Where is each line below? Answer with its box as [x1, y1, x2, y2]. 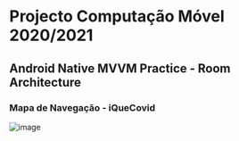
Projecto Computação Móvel [9, 6, 225, 27]
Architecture [9, 74, 82, 90]
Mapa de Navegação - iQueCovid [9, 101, 156, 113]
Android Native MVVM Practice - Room [9, 61, 231, 76]
